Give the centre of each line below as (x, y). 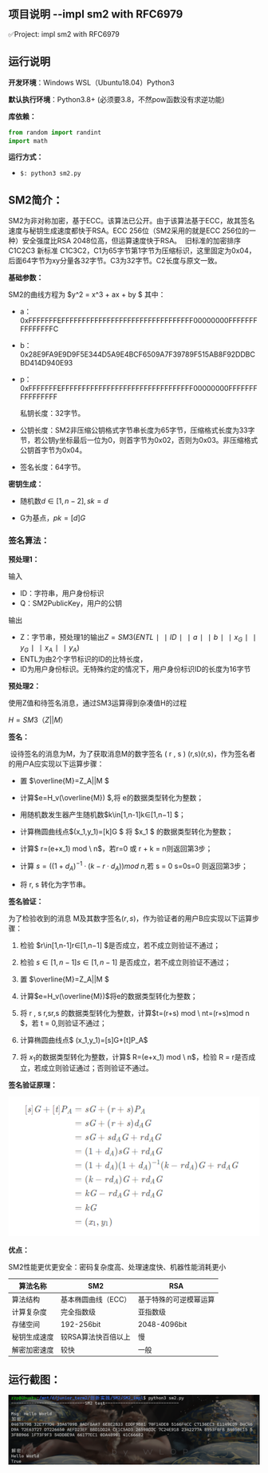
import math (28, 141)
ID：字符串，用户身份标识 (62, 594)
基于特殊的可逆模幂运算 (176, 1299)
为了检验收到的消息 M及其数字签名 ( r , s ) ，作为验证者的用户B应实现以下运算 (130, 918)
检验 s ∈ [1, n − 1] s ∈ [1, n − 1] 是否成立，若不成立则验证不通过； (125, 962)
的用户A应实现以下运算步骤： (56, 764)
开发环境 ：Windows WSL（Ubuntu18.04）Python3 (91, 82)
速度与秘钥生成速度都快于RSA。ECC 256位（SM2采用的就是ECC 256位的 (129, 231)
